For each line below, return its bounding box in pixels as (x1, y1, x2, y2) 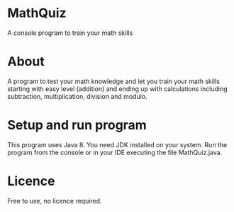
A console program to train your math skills (7, 28, 133, 37)
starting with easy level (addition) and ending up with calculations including (7, 84, 228, 93)
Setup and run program (7, 117, 147, 133)
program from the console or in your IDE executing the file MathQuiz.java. (7, 148, 223, 157)
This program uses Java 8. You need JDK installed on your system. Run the (7, 140, 228, 149)
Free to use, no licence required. (7, 196, 102, 205)
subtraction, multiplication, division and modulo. (7, 92, 147, 100)
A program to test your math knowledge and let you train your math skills (7, 77, 220, 85)
